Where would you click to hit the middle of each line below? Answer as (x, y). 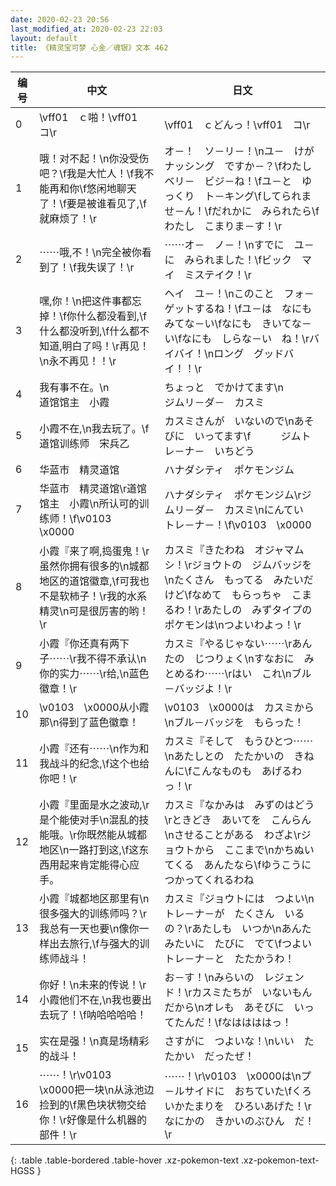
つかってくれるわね (209, 880)
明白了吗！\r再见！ (105, 346)
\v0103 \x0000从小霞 (94, 708)
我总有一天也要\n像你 (89, 929)
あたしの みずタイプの (257, 610)
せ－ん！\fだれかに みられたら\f (242, 211)
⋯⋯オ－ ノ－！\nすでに (224, 245)
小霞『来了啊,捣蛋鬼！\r (94, 551)
